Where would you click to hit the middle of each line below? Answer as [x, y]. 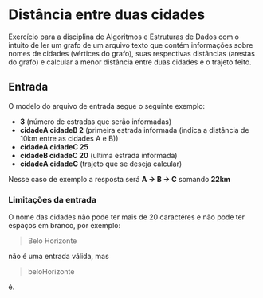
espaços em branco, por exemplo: [65, 226]
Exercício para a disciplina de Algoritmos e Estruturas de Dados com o [124, 37]
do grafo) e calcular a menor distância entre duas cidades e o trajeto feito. [130, 62]
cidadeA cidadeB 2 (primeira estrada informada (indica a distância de [134, 130]
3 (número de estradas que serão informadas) [96, 122]
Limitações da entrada [53, 199]
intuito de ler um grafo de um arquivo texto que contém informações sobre [131, 45]
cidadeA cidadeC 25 [54, 147]
